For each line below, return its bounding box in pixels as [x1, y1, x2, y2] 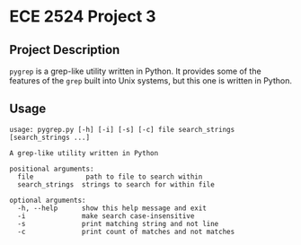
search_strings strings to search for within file [17, 179, 216, 189]
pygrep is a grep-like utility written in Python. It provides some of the [9, 66, 262, 76]
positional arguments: [9, 164, 94, 173]
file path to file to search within [17, 172, 203, 181]
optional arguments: [9, 196, 87, 205]
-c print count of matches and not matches [17, 227, 235, 236]
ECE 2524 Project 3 [9, 6, 156, 27]
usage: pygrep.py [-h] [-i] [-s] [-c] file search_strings [9, 125, 235, 134]
